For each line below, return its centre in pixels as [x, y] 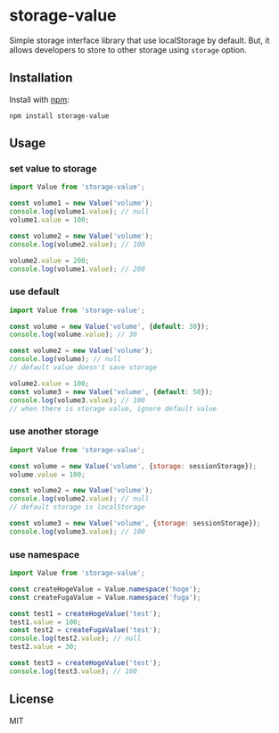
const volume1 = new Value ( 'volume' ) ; [81, 203]
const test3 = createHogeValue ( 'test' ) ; [86, 663]
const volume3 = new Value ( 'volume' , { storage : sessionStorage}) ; [135, 524]
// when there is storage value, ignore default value [113, 409]
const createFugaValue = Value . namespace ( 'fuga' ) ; [105, 597]
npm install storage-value [59, 116]
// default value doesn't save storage [83, 367]
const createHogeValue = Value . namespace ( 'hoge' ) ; [105, 589]
